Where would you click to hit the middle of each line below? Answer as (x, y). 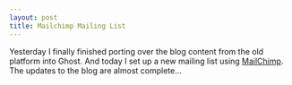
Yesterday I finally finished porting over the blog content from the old (137, 51)
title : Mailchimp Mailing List (68, 26)
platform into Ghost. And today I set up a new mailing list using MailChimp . (146, 61)
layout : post (34, 17)
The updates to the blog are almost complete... (95, 70)
